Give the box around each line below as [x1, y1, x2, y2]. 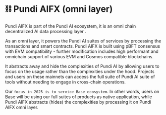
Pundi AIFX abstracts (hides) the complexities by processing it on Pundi [5, 99, 151, 105]
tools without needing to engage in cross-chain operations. [5, 79, 126, 85]
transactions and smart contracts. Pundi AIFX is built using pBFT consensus [5, 43, 160, 49]
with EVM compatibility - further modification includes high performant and [5, 48, 159, 54]
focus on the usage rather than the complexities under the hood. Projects [5, 68, 155, 74]
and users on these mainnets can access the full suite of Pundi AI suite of [5, 74, 155, 79]
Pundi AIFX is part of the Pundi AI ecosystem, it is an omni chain [5, 23, 136, 29]
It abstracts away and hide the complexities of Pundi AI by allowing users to [5, 63, 160, 69]
